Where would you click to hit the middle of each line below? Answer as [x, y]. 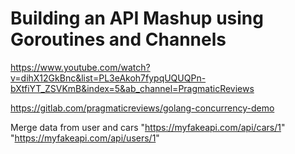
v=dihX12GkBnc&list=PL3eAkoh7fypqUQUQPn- [108, 78]
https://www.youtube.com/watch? [80, 67]
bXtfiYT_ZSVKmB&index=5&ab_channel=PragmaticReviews [132, 88]
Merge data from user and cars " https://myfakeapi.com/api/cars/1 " [148, 127]
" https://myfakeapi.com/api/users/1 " [85, 138]
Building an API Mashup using [137, 18]
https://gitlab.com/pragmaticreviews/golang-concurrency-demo [142, 108]
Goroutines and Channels [118, 39]
